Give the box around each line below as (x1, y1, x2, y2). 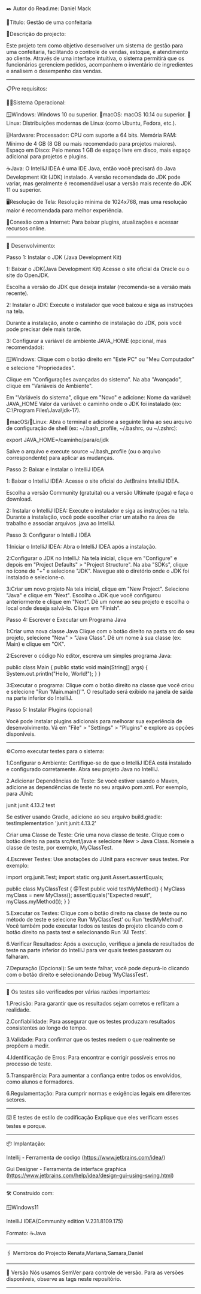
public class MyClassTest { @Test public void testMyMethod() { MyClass (6, 885, 185, 892)
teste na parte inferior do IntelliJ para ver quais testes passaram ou (6, 947, 172, 953)
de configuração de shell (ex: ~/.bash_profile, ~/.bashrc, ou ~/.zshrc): (6, 425, 178, 432)
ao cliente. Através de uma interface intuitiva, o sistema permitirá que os (6, 55, 184, 62)
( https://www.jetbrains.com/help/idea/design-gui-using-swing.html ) (6, 1172, 174, 1179)
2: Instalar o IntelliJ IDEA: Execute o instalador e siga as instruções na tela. (6, 507, 190, 514)
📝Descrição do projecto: (6, 31, 66, 37)
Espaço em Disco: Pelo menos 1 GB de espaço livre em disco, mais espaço (6, 146, 191, 154)
